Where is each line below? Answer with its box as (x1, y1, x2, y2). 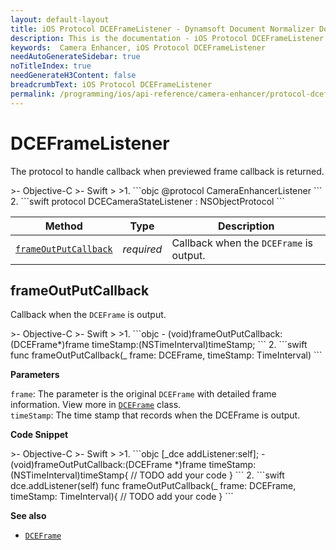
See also (10, 510, 47, 522)
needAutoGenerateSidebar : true (10, 52, 141, 62)
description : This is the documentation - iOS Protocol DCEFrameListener (10, 33, 325, 43)
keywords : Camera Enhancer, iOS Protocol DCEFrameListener (10, 42, 267, 53)
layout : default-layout (10, 14, 110, 25)
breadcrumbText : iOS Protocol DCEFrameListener (10, 80, 213, 90)
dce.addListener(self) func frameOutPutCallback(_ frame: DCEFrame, (10, 480, 297, 492)
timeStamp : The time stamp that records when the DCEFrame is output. (10, 409, 301, 421)
